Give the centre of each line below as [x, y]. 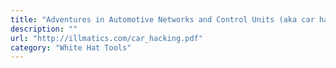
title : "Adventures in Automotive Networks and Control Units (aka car [162, 19]
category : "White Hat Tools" [71, 47]
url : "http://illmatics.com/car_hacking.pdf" [106, 38]
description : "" [44, 29]
